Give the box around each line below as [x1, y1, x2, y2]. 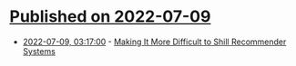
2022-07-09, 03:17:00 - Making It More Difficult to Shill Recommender [22, 36, 287, 47]
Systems [22, 45, 56, 56]
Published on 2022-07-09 [9, 6, 211, 27]
